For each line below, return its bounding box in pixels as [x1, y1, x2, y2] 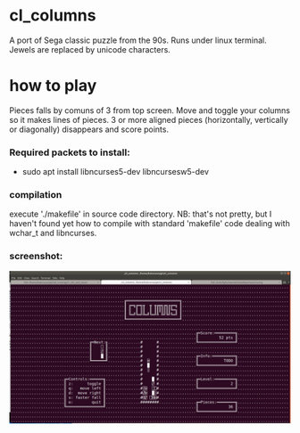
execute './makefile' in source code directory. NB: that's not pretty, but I [9, 208, 272, 219]
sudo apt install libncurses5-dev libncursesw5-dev [21, 167, 210, 177]
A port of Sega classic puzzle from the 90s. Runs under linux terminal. [9, 35, 268, 45]
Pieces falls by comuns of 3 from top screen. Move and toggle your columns [9, 104, 290, 116]
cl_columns [9, 5, 96, 26]
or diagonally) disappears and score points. [9, 124, 170, 135]
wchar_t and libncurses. [9, 228, 97, 239]
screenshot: [9, 250, 63, 263]
